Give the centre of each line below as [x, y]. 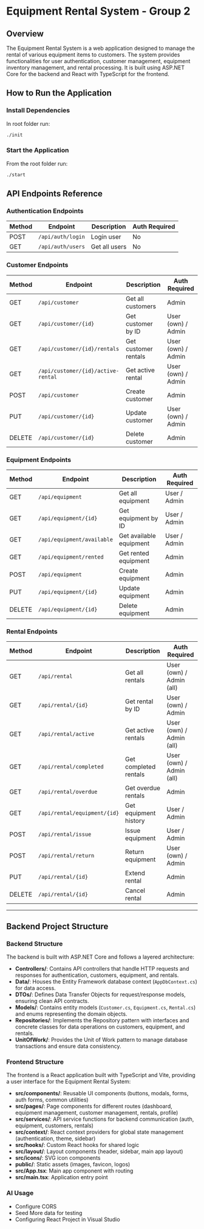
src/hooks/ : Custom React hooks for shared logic [77, 1145]
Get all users [109, 247]
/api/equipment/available [76, 540]
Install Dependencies [38, 111]
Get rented [134, 553]
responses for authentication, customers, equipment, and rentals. [97, 975]
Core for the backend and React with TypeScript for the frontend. [88, 74]
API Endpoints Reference [55, 194]
